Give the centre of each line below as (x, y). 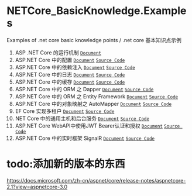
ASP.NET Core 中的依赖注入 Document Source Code (75, 67)
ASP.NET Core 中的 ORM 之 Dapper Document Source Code (84, 89)
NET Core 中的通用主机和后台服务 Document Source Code (82, 118)
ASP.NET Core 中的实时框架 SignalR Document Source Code (85, 138)
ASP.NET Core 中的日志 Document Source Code (70, 74)
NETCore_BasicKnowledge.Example (97, 11)
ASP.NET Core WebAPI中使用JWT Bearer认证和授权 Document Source (97, 125)
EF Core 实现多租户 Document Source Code (65, 111)
